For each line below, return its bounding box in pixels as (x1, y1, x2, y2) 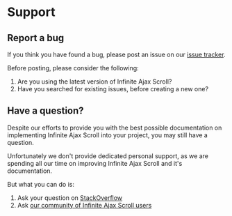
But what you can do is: (7, 180, 75, 188)
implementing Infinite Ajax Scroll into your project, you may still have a (7, 130, 208, 139)
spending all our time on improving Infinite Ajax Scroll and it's (7, 159, 183, 167)
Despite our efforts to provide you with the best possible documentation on (7, 123, 222, 132)
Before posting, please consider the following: (7, 64, 139, 72)
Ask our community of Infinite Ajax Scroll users (17, 201, 152, 209)
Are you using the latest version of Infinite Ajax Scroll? (17, 77, 172, 86)
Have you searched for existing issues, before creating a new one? (17, 85, 209, 93)
